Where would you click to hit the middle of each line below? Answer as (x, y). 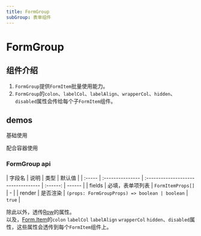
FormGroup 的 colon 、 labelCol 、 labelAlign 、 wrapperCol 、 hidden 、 (95, 93)
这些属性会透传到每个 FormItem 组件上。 (64, 227)
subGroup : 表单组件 (29, 17)
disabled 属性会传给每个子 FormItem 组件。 (65, 101)
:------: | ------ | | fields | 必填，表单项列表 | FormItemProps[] (120, 185)
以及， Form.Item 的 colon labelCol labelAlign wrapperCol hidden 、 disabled (98, 219)
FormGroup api (28, 164)
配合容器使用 (22, 148)
